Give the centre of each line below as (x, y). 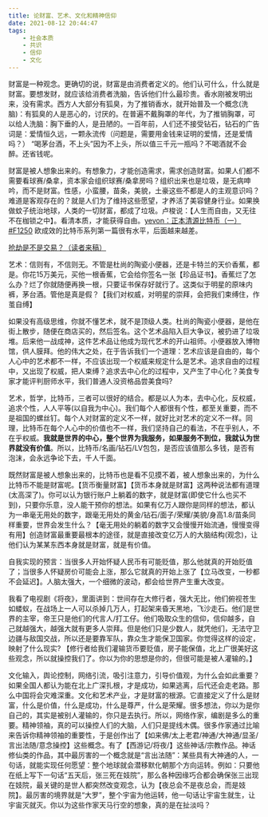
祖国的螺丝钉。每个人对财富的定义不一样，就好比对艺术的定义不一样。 (130, 418)
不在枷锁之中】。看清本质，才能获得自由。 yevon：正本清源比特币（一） (125, 220)
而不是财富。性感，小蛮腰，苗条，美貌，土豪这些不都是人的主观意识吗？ (141, 190)
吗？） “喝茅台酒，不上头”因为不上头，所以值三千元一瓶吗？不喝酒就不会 (128, 144)
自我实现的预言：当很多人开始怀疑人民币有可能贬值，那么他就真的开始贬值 (130, 561)
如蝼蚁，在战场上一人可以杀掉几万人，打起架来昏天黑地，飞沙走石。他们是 (130, 608)
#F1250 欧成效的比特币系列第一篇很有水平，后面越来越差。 (105, 230)
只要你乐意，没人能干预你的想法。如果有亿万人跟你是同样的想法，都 (137, 504)
